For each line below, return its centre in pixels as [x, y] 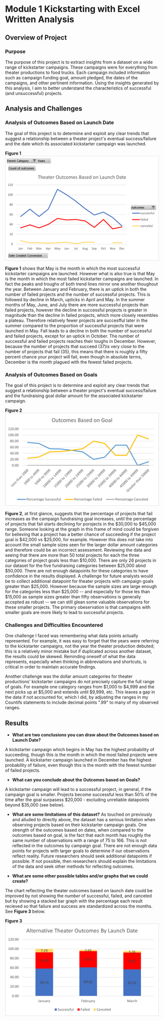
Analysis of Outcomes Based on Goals [51, 375]
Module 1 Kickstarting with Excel [72, 9]
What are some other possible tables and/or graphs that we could [80, 876]
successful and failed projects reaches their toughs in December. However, [81, 341]
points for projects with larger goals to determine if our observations [81, 851]
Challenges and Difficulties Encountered [54, 625]
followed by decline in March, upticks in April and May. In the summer [75, 300]
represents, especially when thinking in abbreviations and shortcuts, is [76, 662]
